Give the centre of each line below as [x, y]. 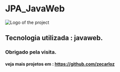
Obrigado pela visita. [31, 52]
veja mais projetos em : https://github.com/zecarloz [60, 64]
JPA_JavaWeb [35, 9]
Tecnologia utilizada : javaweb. [54, 38]
